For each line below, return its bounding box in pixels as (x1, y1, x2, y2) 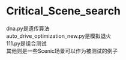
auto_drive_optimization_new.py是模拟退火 (6, 32, 112, 40)
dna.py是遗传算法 (6, 25, 50, 32)
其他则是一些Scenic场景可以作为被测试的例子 (6, 47, 118, 55)
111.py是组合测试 (6, 40, 47, 47)
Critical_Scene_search (6, 4, 121, 18)
